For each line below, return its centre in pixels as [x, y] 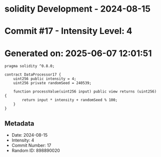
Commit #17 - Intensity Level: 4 [68, 31]
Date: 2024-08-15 [30, 135]
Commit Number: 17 [31, 145]
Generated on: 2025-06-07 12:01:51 [78, 53]
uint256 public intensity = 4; [45, 79]
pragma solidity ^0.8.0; [30, 66]
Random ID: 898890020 [36, 151]
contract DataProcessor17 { [33, 75]
